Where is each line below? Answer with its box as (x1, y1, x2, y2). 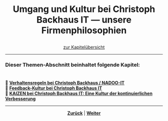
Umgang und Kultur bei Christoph (12, 3, 155, 15)
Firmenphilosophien (41, 25, 127, 36)
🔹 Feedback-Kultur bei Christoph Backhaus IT (5, 85, 102, 91)
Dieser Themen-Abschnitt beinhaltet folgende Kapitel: (5, 61, 140, 68)
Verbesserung (5, 96, 36, 102)
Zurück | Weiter (67, 110, 101, 116)
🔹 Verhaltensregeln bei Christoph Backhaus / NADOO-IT (5, 80, 125, 86)
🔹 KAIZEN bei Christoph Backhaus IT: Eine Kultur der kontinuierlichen (5, 90, 152, 96)
